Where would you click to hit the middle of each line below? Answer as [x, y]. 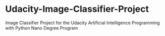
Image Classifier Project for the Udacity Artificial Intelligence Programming [82, 23]
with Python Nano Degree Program [42, 28]
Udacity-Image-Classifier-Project [77, 9]
